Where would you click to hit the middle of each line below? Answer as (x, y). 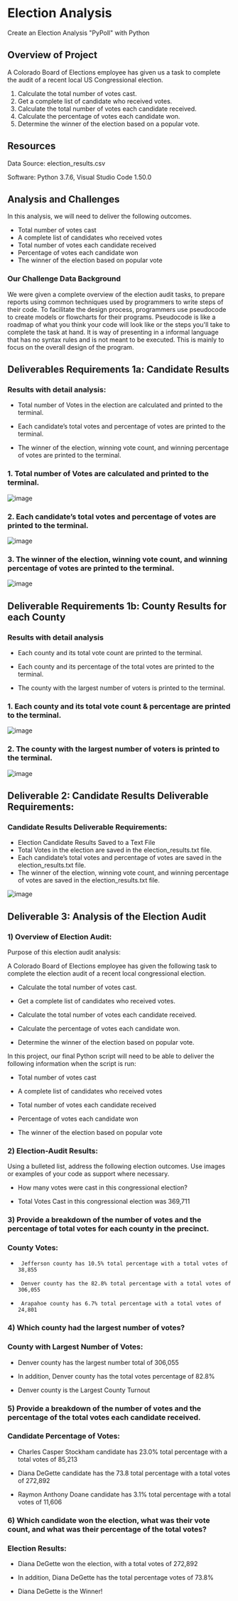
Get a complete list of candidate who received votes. (95, 101)
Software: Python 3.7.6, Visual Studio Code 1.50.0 (80, 177)
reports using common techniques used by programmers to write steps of (115, 302)
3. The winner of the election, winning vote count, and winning (117, 559)
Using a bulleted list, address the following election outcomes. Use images (117, 1166)
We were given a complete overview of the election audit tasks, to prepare (116, 294)
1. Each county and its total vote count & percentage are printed (119, 706)
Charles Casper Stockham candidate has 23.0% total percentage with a (123, 1452)
